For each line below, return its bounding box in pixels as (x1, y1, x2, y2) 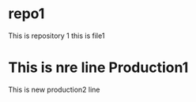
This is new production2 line (8, 85, 100, 94)
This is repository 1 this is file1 (8, 31, 105, 40)
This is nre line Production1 (8, 59, 189, 77)
